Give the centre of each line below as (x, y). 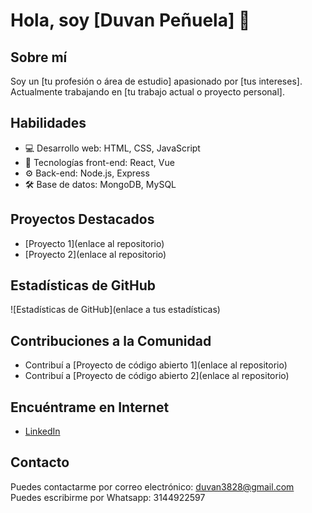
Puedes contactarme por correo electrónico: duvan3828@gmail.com (152, 486)
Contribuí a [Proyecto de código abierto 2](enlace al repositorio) (157, 376)
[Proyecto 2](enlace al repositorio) (95, 254)
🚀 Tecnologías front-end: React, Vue (99, 162)
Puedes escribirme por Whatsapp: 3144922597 (108, 497)
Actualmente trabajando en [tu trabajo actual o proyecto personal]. (147, 92)
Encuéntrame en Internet (90, 407)
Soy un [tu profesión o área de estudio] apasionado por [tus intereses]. (156, 81)
